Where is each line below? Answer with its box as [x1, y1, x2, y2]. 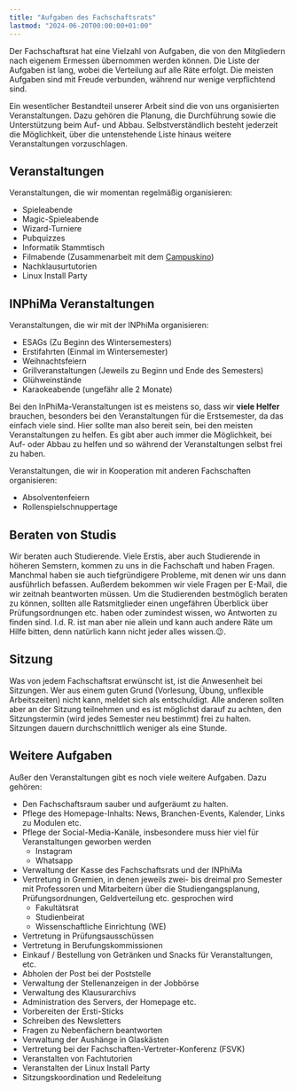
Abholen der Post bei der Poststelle [21, 968, 152, 978]
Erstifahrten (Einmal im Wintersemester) [21, 347, 168, 357]
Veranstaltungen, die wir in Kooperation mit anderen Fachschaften [9, 466, 251, 476]
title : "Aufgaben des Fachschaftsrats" [9, 12, 157, 22]
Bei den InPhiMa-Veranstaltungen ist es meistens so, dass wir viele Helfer [9, 401, 280, 412]
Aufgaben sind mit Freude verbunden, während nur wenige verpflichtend [9, 74, 276, 84]
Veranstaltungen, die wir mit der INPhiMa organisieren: [9, 320, 209, 331]
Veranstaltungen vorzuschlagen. [9, 138, 129, 149]
